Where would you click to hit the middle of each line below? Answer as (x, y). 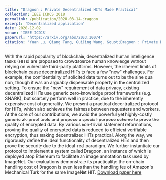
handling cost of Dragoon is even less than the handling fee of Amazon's (79, 167)
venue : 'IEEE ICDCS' (26, 33)
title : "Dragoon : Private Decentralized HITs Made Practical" (72, 10)
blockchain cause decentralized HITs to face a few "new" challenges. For (80, 72)
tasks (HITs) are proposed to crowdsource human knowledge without (76, 61)
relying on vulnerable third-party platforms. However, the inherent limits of (81, 66)
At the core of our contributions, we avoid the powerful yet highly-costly (79, 114)
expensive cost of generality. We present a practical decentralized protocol (82, 103)
